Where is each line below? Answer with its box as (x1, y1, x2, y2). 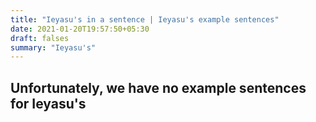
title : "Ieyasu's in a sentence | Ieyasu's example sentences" (10, 14, 280, 25)
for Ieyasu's (10, 95, 87, 112)
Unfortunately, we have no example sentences (10, 79, 307, 96)
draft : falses (10, 33, 70, 43)
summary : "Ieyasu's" (10, 42, 97, 53)
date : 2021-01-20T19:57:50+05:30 (10, 24, 150, 34)
